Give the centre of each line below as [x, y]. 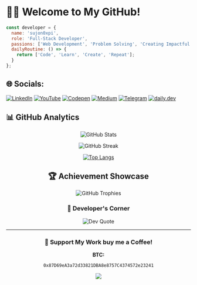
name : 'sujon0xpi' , [35, 33]
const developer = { [31, 28]
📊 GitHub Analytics [43, 118]
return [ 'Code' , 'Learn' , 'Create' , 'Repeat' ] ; [76, 55]
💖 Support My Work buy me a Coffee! [98, 242]
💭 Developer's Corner [98, 209]
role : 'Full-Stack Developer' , [50, 38]
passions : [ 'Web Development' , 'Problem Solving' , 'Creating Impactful [101, 44]
